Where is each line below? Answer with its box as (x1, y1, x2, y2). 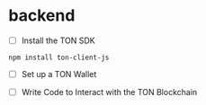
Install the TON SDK (21, 35, 95, 46)
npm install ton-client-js (8, 53, 110, 62)
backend (8, 5, 76, 26)
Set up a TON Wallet (21, 69, 97, 79)
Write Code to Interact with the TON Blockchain (21, 87, 198, 98)
